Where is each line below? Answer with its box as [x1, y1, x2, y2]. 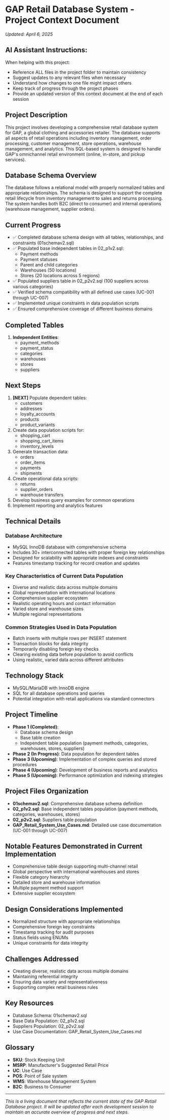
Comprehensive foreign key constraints [12, 924, 95, 930]
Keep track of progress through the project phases [12, 85, 118, 91]
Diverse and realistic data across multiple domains [12, 584, 118, 590]
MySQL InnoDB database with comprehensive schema [12, 544, 126, 550]
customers [20, 400, 43, 406]
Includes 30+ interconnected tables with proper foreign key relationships [12, 549, 165, 555]
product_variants [20, 422, 55, 428]
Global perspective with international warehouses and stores [12, 869, 139, 875]
